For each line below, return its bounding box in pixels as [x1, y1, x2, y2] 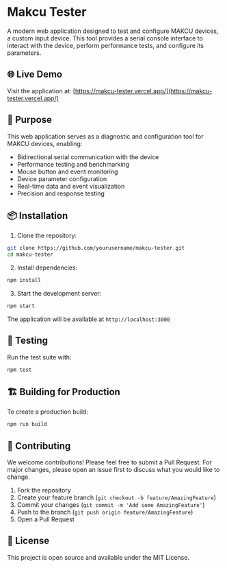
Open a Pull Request [16, 515, 75, 523]
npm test [7, 366, 32, 373]
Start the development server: [16, 289, 102, 297]
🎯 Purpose [7, 114, 53, 126]
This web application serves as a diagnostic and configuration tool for [7, 132, 204, 141]
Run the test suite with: [7, 353, 72, 361]
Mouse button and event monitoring [16, 167, 118, 176]
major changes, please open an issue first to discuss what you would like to [7, 466, 220, 474]
